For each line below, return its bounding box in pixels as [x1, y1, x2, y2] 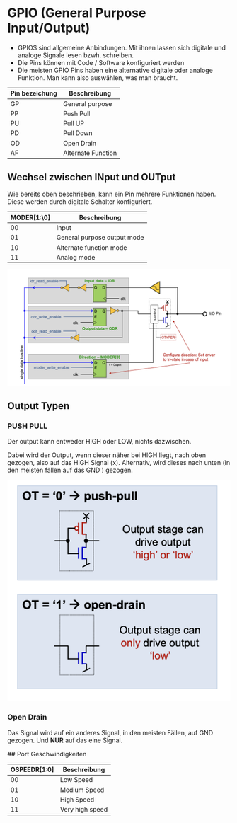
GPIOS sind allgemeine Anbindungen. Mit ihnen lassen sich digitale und [17, 43, 226, 52]
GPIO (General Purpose [7, 5, 146, 21]
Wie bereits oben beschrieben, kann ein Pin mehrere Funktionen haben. [7, 190, 216, 199]
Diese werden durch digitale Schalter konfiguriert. [7, 197, 153, 206]
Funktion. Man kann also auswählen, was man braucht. [17, 73, 178, 82]
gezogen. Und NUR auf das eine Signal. [7, 736, 123, 744]
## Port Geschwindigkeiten [7, 749, 87, 758]
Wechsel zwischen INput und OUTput [7, 171, 176, 183]
